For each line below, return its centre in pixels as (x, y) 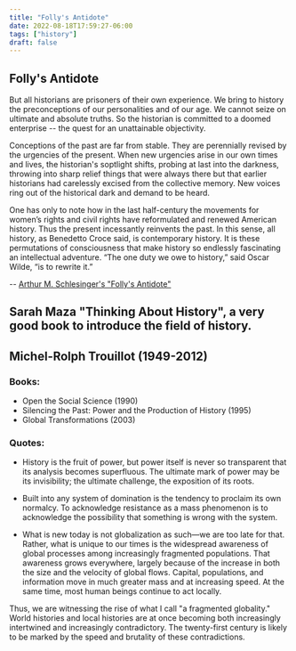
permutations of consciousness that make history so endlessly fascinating (145, 248)
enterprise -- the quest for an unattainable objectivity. (108, 128)
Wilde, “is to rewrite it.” (51, 267)
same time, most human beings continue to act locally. (122, 591)
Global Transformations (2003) (79, 420)
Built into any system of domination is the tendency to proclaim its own (152, 499)
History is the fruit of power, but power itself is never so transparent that (154, 462)
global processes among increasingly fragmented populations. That (146, 554)
